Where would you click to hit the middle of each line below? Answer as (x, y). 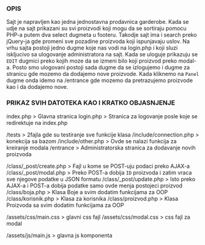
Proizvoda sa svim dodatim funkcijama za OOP (65, 205)
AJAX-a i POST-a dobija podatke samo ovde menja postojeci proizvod (94, 186)
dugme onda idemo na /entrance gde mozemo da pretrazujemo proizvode (100, 80)
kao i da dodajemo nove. (37, 87)
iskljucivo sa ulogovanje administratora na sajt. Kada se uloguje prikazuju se (102, 55)
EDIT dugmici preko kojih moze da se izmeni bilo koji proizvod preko (92, 61)
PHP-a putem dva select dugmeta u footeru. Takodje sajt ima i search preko (102, 35)
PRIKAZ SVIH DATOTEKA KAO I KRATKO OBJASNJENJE (91, 103)
